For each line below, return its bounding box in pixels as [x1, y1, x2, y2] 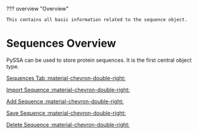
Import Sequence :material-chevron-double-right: [6, 86, 130, 93]
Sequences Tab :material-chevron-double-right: [6, 75, 126, 82]
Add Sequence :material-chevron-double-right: [6, 97, 124, 105]
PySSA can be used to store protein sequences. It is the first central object [6, 56, 192, 64]
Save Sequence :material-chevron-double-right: [6, 109, 126, 117]
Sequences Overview [6, 37, 117, 50]
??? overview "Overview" [6, 5, 69, 12]
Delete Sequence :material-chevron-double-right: [6, 121, 130, 128]
